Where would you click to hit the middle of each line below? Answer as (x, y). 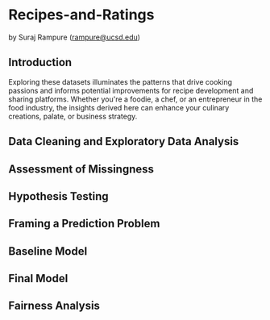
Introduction (40, 62)
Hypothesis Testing (58, 196)
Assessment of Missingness (81, 169)
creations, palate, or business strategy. (73, 116)
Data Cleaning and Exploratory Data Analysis (124, 141)
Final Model (38, 278)
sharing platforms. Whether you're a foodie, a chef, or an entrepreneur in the (135, 99)
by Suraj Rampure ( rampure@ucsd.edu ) (75, 37)
